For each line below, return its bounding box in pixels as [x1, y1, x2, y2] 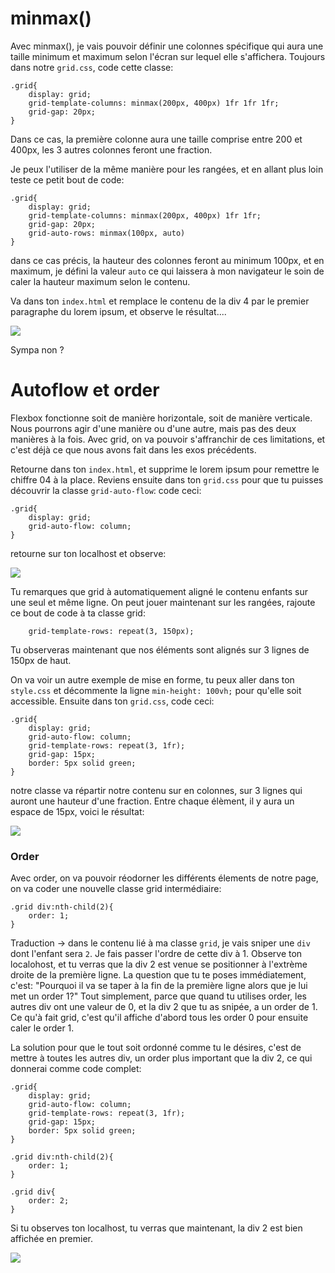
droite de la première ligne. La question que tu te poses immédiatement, [10, 969, 307, 981]
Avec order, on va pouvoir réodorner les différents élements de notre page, [10, 872, 319, 884]
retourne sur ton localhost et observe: [10, 547, 167, 559]
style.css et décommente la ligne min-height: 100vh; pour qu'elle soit [10, 684, 302, 696]
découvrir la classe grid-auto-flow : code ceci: [10, 484, 202, 496]
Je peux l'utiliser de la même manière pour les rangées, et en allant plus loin [10, 163, 324, 175]
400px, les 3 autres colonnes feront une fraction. [10, 143, 213, 156]
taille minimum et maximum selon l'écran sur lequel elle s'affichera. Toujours [10, 50, 326, 62]
